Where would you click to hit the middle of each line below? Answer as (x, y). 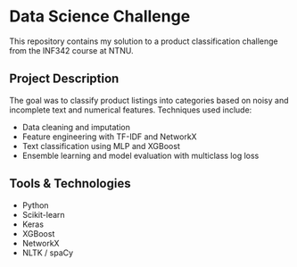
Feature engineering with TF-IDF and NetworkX (110, 137)
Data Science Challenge (100, 17)
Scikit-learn (43, 214)
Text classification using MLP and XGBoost (101, 146)
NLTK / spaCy (48, 253)
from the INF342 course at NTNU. (71, 50)
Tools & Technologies (70, 184)
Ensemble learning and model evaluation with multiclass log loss (140, 155)
